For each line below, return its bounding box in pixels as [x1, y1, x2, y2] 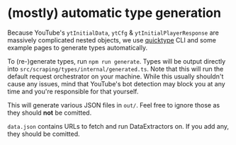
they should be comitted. [7, 129, 80, 138]
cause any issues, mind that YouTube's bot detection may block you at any [7, 79, 225, 88]
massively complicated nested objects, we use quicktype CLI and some [7, 35, 216, 44]
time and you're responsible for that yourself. [7, 87, 139, 95]
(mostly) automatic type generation [7, 5, 222, 21]
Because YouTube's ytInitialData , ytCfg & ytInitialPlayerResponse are [7, 28, 220, 37]
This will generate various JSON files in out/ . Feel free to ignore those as [7, 100, 220, 109]
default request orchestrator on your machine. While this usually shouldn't [7, 72, 224, 81]
